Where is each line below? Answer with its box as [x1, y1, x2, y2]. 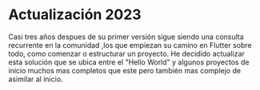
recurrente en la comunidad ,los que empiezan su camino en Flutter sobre [8, 40, 252, 49]
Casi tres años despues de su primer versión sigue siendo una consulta [8, 32, 244, 41]
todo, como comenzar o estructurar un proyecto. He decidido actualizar [8, 49, 246, 58]
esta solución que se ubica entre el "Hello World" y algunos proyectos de [8, 57, 250, 67]
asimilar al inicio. [8, 74, 63, 84]
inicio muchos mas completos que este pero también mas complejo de [8, 65, 242, 75]
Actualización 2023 [8, 6, 142, 24]
